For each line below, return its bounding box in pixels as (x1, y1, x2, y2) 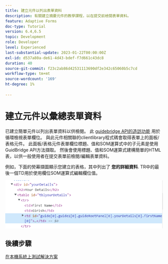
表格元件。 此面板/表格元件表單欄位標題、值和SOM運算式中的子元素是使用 (5, 140, 158, 147)
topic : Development (5, 34, 46, 39)
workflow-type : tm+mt (5, 71, 50, 76)
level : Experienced (5, 45, 46, 50)
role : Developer (5, 40, 39, 45)
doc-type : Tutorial (5, 24, 46, 29)
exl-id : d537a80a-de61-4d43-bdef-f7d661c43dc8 (5, 55, 104, 60)
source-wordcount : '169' (5, 76, 57, 82)
